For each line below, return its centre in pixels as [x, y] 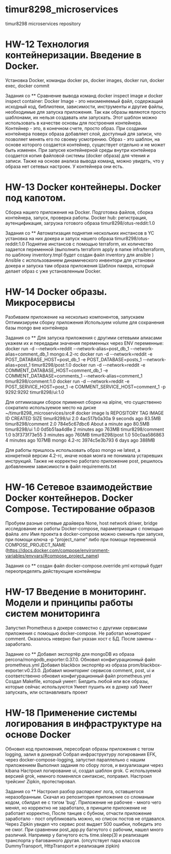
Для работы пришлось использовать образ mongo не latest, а [73, 450]
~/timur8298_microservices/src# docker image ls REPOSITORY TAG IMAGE [85, 413]
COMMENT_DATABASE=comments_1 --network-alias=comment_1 [74, 376]
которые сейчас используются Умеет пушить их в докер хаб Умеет [79, 686]
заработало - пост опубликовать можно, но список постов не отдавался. [86, 819]
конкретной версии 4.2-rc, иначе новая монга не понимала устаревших [84, 455]
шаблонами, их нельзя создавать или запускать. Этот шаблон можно [81, 117]
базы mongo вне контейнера [36, 328]
